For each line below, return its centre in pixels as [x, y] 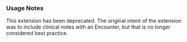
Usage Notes [25, 8]
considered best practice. [37, 33]
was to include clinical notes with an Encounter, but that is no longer [89, 27]
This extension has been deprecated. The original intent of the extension [94, 21]
